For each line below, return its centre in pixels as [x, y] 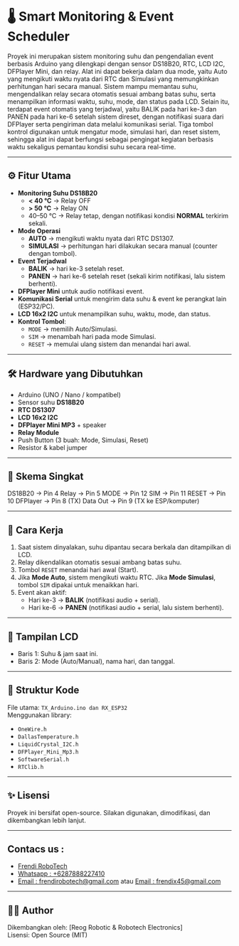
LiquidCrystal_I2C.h [48, 744]
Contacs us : [36, 849]
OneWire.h [32, 729]
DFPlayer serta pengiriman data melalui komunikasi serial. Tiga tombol [110, 124]
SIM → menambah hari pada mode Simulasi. [92, 336]
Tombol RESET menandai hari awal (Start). [78, 570]
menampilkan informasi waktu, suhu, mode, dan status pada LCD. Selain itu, [118, 101]
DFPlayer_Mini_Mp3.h [48, 752]
